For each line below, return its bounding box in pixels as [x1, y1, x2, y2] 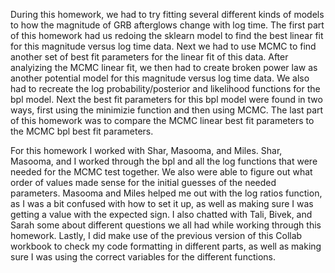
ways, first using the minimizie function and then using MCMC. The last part [10, 104, 324, 116]
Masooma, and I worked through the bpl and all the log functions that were [10, 155, 318, 167]
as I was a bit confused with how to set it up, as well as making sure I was [10, 198, 314, 209]
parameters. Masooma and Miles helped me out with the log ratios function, [10, 187, 323, 199]
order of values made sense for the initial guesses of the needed [10, 177, 277, 188]
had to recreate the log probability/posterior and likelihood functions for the [10, 83, 321, 94]
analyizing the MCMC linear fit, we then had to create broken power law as [10, 62, 318, 73]
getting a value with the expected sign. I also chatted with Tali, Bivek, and [10, 209, 313, 220]
